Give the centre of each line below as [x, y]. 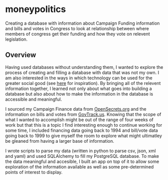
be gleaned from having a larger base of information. [60, 141]
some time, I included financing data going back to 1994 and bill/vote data [81, 130]
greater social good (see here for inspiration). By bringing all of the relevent [83, 83]
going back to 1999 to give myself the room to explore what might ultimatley [83, 136]
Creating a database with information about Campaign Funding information [82, 23]
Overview [21, 55]
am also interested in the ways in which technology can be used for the [79, 78]
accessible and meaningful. [34, 99]
